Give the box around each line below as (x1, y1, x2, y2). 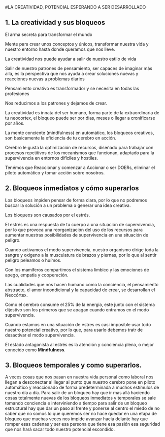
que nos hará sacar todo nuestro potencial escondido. (5, 426, 115, 433)
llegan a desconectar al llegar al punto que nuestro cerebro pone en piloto (5, 379, 156, 385)
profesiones (5, 91, 30, 97)
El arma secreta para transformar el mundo (5, 32, 93, 37)
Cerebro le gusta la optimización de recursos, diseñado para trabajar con (5, 144, 154, 150)
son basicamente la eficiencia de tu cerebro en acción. (5, 135, 117, 141)
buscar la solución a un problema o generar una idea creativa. (5, 202, 131, 208)
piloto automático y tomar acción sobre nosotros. (5, 169, 105, 175)
